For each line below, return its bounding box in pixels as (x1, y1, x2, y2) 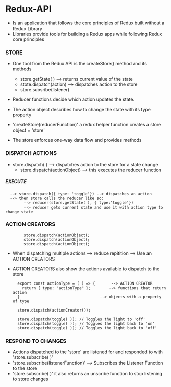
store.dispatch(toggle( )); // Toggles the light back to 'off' (17, 325, 157, 330)
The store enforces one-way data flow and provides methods (12, 137, 142, 143)
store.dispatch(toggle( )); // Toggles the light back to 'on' (17, 321, 155, 326)
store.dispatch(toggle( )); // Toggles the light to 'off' (17, 317, 146, 322)
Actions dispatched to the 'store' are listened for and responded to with (12, 349, 163, 355)
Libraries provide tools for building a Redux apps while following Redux (12, 31, 162, 37)
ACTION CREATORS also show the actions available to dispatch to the (12, 266, 160, 272)
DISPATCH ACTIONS (5, 150, 57, 157)
